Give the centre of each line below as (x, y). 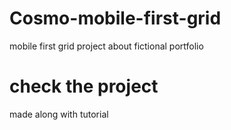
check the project (84, 86)
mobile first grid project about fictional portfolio (106, 46)
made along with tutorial (59, 114)
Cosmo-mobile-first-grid (115, 18)
